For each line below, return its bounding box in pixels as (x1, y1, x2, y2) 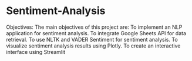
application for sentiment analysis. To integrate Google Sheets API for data (6, 29, 187, 36)
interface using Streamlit (6, 48, 66, 55)
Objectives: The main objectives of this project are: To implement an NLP (6, 23, 183, 30)
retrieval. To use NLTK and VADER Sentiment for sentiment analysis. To (6, 36, 178, 43)
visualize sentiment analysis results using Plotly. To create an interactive (6, 42, 181, 49)
